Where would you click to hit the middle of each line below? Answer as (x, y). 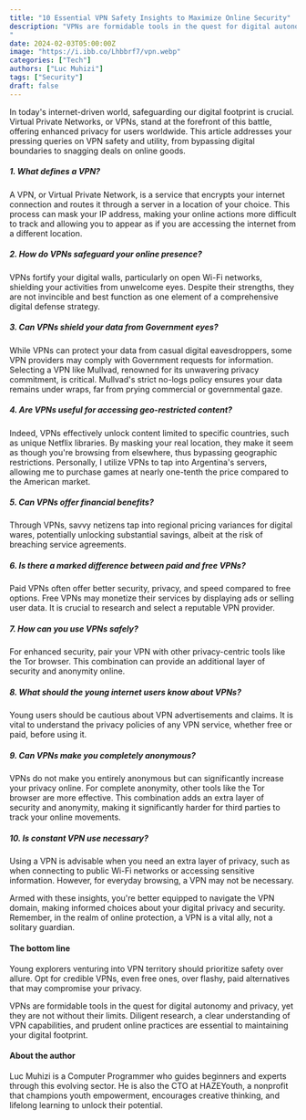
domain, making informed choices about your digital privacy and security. (148, 908)
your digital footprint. (49, 1035)
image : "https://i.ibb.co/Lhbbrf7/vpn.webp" (95, 52)
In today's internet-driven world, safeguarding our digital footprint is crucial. (152, 111)
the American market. (50, 481)
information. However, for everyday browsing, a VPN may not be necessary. (152, 881)
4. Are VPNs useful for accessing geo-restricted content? (121, 410)
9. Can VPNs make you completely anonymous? (102, 755)
